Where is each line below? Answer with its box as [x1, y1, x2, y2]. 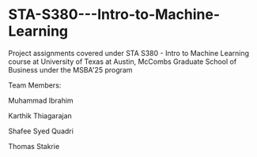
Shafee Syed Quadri [8, 126, 74, 136]
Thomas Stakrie [8, 141, 60, 151]
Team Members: [8, 80, 62, 90]
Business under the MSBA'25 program [8, 65, 133, 74]
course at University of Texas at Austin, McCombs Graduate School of [8, 57, 237, 66]
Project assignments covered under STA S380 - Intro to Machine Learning [8, 48, 250, 58]
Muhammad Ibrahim [8, 95, 74, 105]
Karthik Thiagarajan [8, 110, 73, 120]
